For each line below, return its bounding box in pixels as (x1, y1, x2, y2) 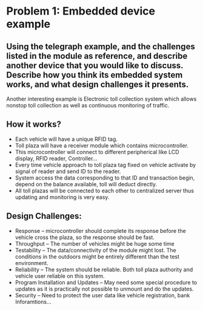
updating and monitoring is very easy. (15, 193, 110, 201)
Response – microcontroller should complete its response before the (15, 227, 186, 234)
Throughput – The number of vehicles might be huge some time (15, 240, 175, 247)
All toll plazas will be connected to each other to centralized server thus (15, 187, 195, 194)
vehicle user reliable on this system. (15, 272, 105, 280)
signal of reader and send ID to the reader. (15, 167, 121, 175)
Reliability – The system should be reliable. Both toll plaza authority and (15, 266, 193, 273)
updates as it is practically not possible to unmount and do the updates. (15, 285, 194, 292)
